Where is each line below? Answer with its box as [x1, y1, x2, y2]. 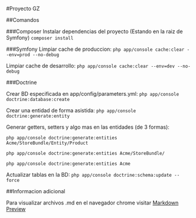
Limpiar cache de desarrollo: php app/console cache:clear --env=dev [6, 62, 175, 69]
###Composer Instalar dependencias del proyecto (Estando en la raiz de [6, 28, 183, 35]
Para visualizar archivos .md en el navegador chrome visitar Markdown [6, 199, 179, 206]
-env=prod [6, 52, 31, 58]
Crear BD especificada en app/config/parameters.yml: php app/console [6, 90, 179, 97]
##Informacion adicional [6, 188, 66, 194]
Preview [6, 206, 26, 212]
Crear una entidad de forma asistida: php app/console [6, 107, 136, 114]
